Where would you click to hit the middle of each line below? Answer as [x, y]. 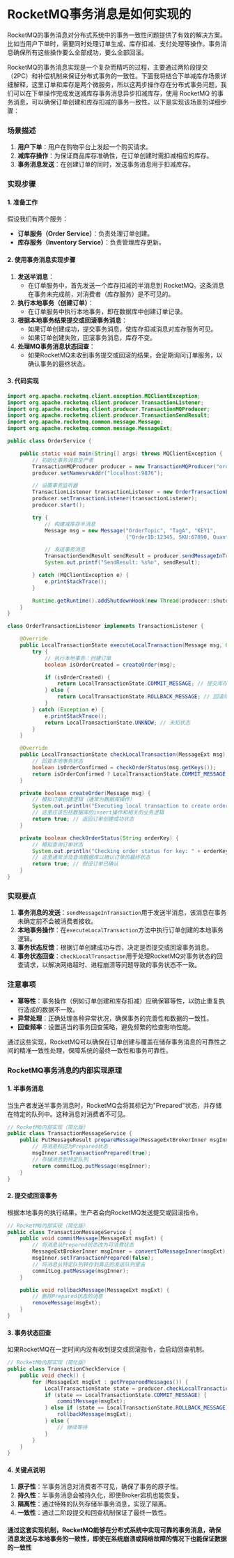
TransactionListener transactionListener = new [102, 492]
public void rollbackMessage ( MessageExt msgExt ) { [95, 1290]
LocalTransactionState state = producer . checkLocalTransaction [138, 1388]
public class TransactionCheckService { [67, 1369]
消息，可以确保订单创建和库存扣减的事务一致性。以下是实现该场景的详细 [117, 102]
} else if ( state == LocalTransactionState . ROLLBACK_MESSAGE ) [136, 1408]
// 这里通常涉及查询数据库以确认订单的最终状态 [92, 858]
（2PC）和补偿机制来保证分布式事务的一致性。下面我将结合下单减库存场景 [114, 76]
